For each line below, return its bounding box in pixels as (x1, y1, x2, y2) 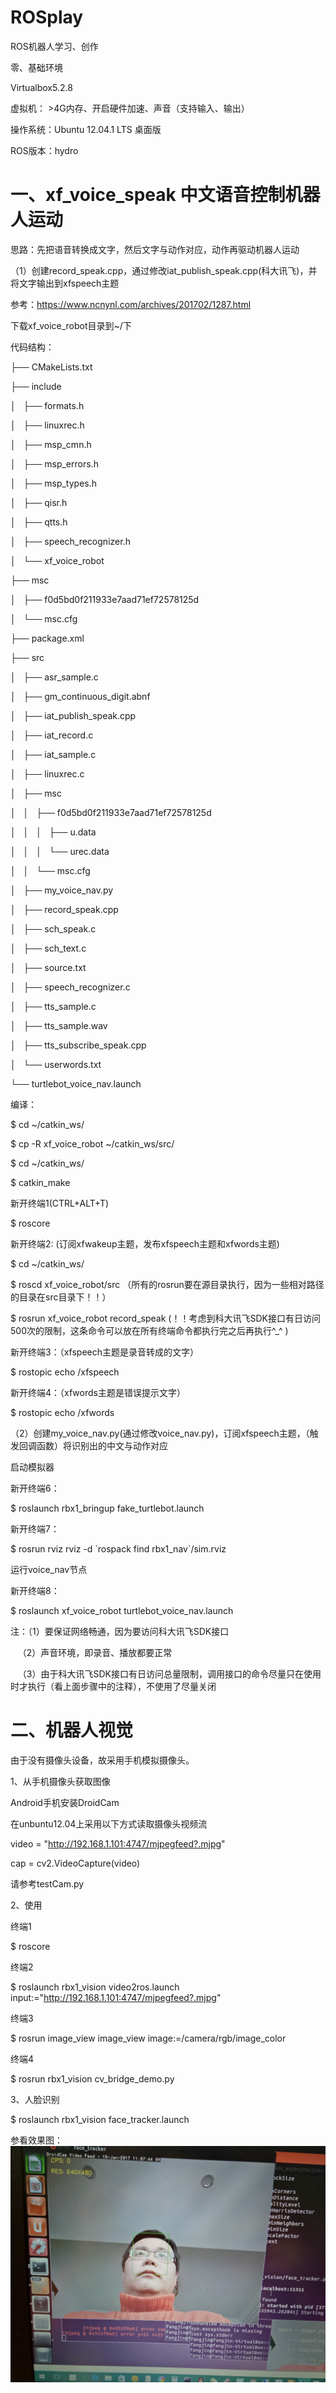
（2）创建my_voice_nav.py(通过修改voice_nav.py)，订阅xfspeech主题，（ (10, 1427, 310, 1439)
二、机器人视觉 (10, 1719, 134, 1742)
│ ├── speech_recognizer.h (10, 535, 131, 547)
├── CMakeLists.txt (10, 361, 93, 373)
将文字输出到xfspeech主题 (10, 277, 120, 289)
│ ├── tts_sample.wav (10, 1019, 108, 1031)
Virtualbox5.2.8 (10, 81, 73, 93)
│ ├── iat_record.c (10, 729, 94, 741)
